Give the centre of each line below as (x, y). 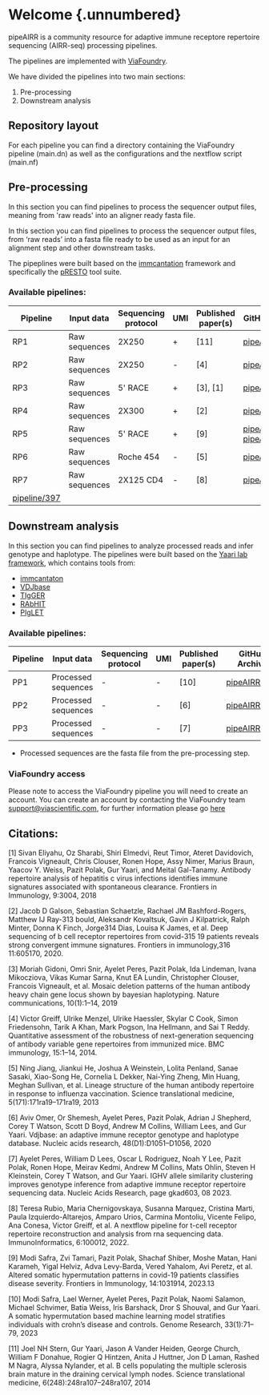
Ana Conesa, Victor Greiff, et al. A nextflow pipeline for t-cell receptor (123, 1226)
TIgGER (32, 595)
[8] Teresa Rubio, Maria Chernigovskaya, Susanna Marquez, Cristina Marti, (132, 1208)
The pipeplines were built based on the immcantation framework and (122, 263)
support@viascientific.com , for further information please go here (117, 808)
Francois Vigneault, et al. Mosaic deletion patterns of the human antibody (129, 986)
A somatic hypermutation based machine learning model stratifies (117, 1316)
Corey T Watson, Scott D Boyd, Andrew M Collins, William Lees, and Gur (127, 1127)
